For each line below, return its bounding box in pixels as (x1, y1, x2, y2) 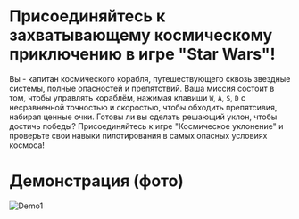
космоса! (9, 140, 45, 150)
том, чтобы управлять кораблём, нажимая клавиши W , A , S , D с (9, 92, 246, 103)
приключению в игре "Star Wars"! (9, 45, 276, 64)
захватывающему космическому (9, 25, 273, 45)
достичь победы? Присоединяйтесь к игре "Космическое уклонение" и (9, 120, 284, 131)
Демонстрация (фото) (9, 171, 185, 191)
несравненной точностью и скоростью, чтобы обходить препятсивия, (9, 101, 278, 112)
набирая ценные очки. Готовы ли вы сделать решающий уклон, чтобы (9, 111, 278, 122)
